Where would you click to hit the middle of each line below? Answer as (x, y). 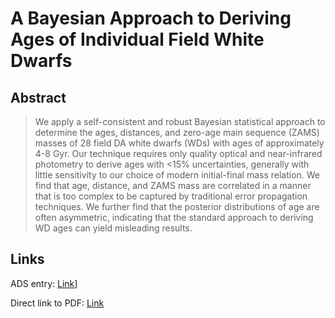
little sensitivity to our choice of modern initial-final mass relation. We (177, 175)
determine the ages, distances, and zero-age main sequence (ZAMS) (177, 132)
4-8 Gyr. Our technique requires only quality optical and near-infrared (178, 153)
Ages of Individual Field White (137, 39)
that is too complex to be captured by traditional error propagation (171, 196)
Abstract (38, 97)
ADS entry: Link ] (44, 283)
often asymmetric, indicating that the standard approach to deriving (174, 217)
